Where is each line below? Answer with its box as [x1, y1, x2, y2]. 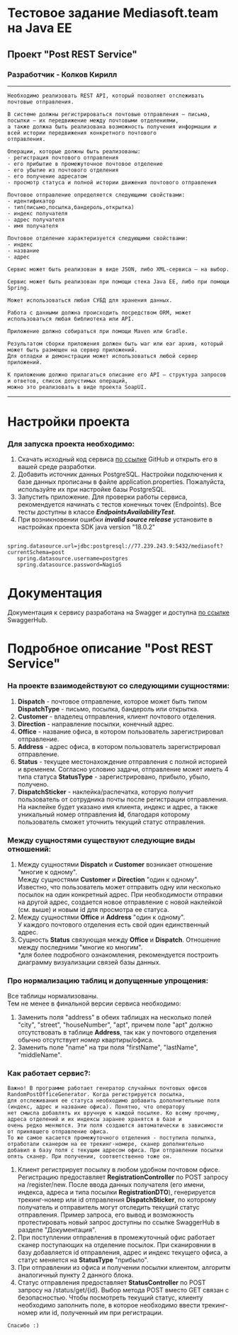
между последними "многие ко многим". [17, 943, 143, 952]
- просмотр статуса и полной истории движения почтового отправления [7, 179, 217, 186]
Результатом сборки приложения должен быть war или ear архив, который [7, 340, 223, 347]
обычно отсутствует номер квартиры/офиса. [17, 1036, 154, 1044]
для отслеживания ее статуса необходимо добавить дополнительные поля [7, 1097, 220, 1104]
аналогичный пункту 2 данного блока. [17, 1271, 134, 1279]
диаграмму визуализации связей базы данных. [17, 958, 161, 967]
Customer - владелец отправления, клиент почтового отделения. [17, 712, 216, 721]
